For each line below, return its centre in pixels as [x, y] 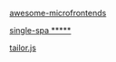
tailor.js [23, 48]
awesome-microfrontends [58, 13]
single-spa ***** [40, 30]
